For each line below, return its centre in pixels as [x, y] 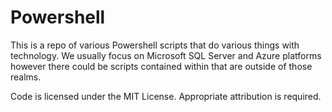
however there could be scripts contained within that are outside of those [161, 66]
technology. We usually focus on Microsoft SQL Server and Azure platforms [166, 55]
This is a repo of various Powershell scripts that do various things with [155, 45]
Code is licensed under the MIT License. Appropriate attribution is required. [166, 96]
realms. [26, 77]
